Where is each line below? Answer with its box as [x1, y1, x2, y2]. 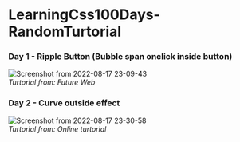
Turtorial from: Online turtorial [8, 124, 107, 133]
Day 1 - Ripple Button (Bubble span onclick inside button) [8, 51, 233, 62]
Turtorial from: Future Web [8, 77, 96, 87]
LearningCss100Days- [8, 6, 161, 24]
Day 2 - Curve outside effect [8, 97, 120, 108]
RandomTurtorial [8, 22, 122, 41]
